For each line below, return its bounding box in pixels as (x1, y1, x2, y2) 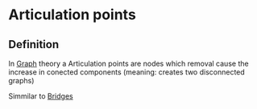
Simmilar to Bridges (8, 91, 74, 101)
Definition (8, 38, 59, 51)
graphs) (8, 76, 35, 85)
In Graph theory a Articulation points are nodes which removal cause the (8, 59, 249, 68)
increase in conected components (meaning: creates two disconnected (8, 67, 246, 77)
